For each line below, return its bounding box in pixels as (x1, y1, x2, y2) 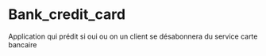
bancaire (8, 39, 37, 49)
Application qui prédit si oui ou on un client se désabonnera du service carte (8, 32, 258, 41)
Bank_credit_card (8, 6, 125, 24)
